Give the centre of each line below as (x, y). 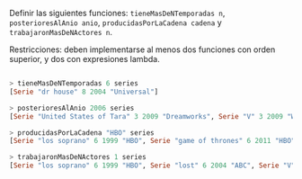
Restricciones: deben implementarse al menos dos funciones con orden (142, 49)
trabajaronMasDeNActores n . (61, 32)
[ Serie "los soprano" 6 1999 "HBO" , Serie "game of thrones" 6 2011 (140, 141)
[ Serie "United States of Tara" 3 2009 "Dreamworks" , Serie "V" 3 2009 (146, 116)
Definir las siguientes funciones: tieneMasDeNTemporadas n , (117, 13)
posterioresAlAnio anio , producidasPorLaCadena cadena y (115, 22)
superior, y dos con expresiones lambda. (84, 59)
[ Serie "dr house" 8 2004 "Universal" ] (84, 92)
